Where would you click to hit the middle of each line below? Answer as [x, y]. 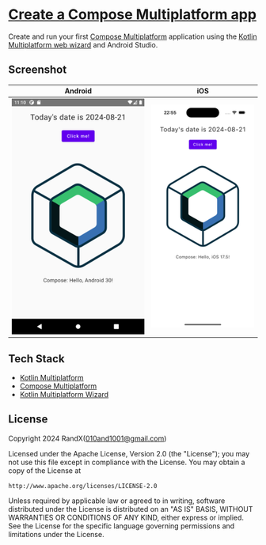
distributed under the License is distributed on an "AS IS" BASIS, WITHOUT [131, 509]
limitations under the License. [56, 534]
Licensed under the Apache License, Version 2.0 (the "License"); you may [129, 453]
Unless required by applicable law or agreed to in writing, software [117, 501]
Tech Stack [36, 359]
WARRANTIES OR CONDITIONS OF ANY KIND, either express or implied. [126, 517]
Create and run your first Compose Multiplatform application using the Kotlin [133, 36]
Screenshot [38, 70]
